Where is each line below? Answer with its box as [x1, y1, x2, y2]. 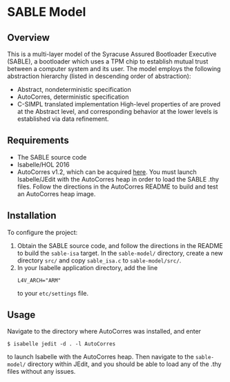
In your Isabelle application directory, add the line [17, 263, 158, 271]
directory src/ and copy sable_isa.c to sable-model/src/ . [17, 256, 182, 265]
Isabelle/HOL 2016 [17, 160, 70, 169]
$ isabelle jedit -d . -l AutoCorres [7, 341, 116, 347]
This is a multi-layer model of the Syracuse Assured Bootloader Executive [7, 50, 217, 58]
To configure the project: [7, 228, 78, 236]
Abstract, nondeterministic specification [17, 86, 131, 93]
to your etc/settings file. [17, 289, 89, 297]
